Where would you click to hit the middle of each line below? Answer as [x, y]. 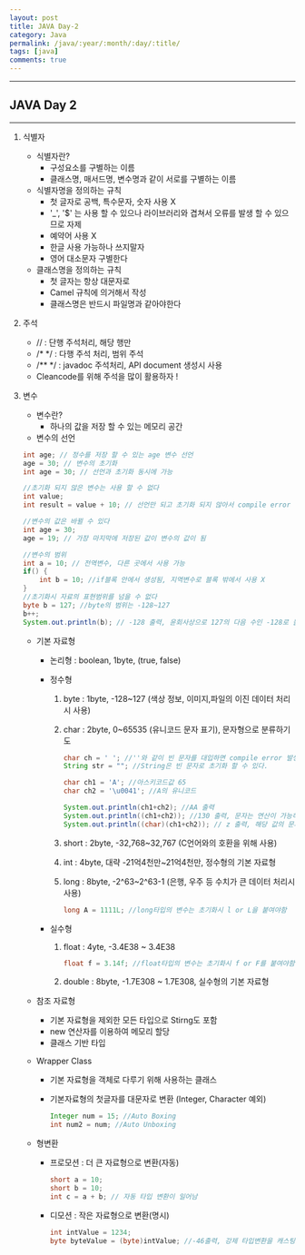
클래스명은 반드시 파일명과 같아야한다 [115, 303]
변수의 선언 [55, 438]
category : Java [38, 35]
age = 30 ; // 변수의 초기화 [70, 463]
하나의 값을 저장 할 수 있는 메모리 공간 [116, 426]
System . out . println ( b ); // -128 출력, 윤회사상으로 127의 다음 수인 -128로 [156, 622]
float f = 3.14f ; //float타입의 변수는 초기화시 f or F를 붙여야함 [179, 963]
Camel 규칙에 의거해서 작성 [98, 292]
